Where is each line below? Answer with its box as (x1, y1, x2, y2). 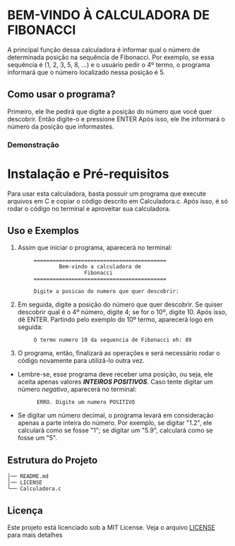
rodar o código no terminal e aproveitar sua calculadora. (7, 204, 171, 213)
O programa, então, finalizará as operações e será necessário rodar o (17, 349, 220, 357)
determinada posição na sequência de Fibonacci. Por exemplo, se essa (7, 53, 215, 61)
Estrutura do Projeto (7, 454, 98, 466)
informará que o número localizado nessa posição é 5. (7, 68, 166, 76)
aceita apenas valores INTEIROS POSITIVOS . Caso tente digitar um (17, 378, 214, 386)
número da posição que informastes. (7, 122, 114, 131)
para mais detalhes (7, 530, 63, 540)
